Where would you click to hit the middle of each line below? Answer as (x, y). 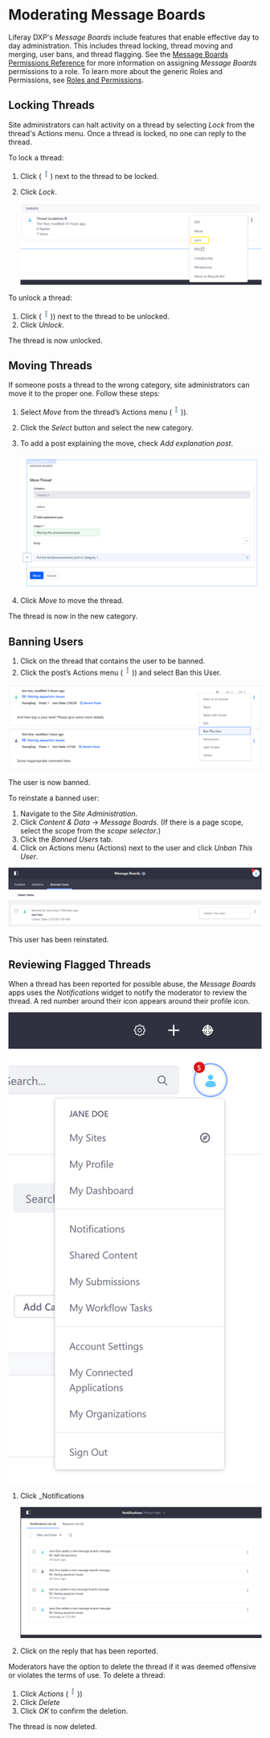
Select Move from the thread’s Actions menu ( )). (104, 412)
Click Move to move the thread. (72, 601)
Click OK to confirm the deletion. (74, 1711)
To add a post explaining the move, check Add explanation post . (127, 443)
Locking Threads (51, 105)
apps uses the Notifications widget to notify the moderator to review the (128, 992)
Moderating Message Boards (107, 15)
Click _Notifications (52, 1495)
